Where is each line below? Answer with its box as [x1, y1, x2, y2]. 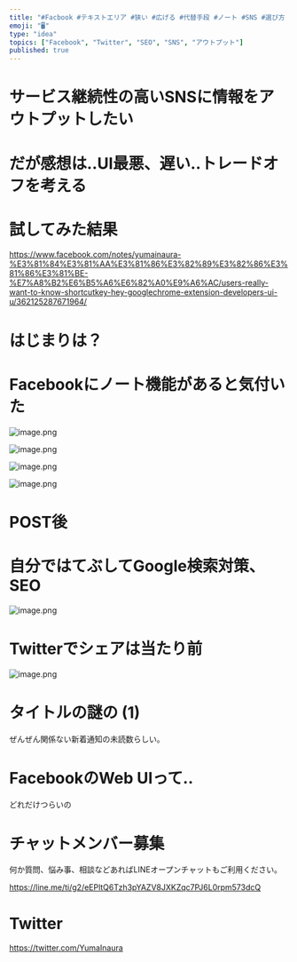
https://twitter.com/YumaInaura [9, 942, 124, 953]
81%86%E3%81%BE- [9, 268, 89, 279]
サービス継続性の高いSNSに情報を [9, 87, 260, 107]
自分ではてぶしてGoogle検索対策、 [9, 556, 265, 576]
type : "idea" [9, 29, 58, 38]
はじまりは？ [9, 330, 104, 351]
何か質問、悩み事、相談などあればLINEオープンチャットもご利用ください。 [9, 864, 282, 875]
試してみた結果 [9, 219, 118, 240]
